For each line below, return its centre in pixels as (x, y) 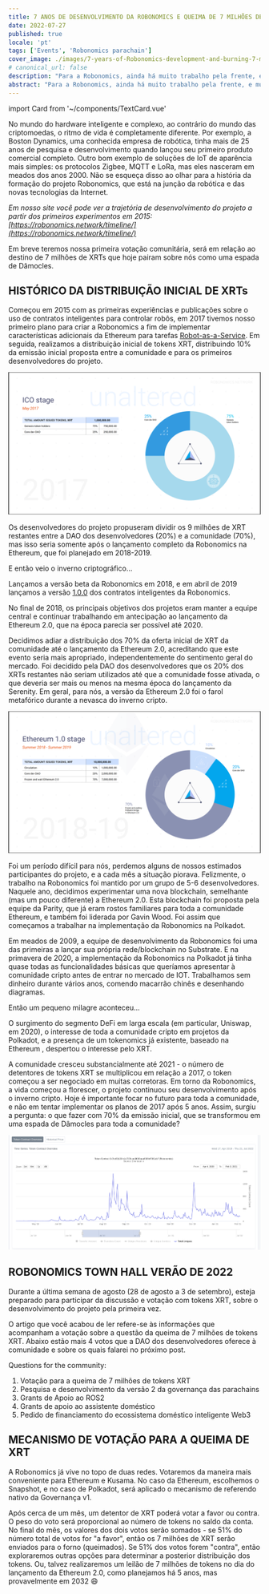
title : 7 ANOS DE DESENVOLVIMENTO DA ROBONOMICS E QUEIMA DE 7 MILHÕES (130, 17)
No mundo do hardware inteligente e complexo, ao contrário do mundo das (132, 123)
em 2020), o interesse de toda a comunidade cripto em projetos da (119, 1032)
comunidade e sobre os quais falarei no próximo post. (97, 1350)
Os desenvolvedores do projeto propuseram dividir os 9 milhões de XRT (127, 527)
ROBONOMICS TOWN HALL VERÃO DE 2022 (121, 1272)
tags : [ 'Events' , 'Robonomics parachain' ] (80, 51)
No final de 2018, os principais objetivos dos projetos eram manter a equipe (133, 607)
